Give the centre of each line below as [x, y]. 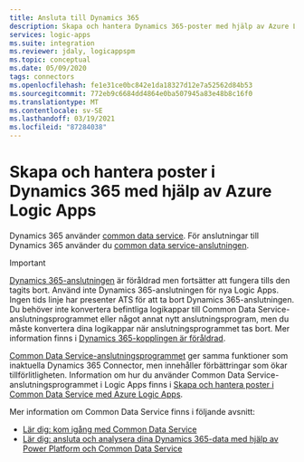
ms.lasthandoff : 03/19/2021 [62, 119]
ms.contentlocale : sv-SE [56, 111]
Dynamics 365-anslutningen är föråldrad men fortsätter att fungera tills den [150, 280]
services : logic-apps [50, 34]
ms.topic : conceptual [50, 60]
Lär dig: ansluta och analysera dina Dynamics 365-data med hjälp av [150, 438]
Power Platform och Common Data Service [102, 448]
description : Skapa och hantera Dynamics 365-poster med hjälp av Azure [149, 26]
